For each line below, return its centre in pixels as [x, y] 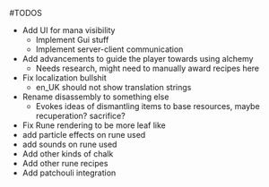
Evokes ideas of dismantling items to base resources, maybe [148, 106]
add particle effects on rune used [84, 135]
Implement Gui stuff [72, 40]
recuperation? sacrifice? [80, 116]
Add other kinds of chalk [68, 154]
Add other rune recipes [65, 163]
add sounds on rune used [69, 144]
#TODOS [26, 13]
